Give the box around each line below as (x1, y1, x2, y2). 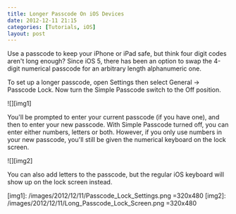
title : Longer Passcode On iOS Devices (7, 10, 125, 18)
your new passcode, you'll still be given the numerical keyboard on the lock (7, 136, 227, 144)
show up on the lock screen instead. (7, 178, 113, 186)
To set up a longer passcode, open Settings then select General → (7, 78, 200, 87)
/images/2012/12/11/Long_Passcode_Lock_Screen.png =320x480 (7, 199, 197, 208)
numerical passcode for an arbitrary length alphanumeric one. (21, 64, 202, 73)
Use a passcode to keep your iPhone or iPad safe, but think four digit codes (7, 49, 227, 58)
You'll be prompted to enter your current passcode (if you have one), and (7, 113, 220, 121)
